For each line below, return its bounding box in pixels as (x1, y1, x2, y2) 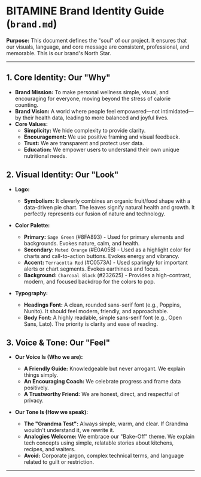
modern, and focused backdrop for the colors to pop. (23, 278, 156, 285)
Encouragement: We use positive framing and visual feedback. (23, 133, 181, 140)
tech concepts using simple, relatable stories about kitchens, (23, 439, 174, 446)
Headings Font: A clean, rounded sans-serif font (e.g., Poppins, (23, 301, 181, 308)
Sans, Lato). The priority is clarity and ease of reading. (23, 320, 159, 328)
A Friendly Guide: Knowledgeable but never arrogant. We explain (23, 365, 185, 373)
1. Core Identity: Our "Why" (6, 73, 111, 83)
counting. (14, 101, 39, 109)
